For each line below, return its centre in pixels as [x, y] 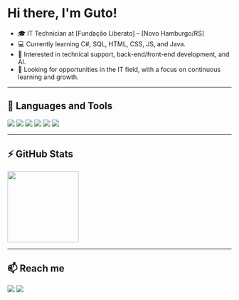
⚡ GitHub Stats [40, 154]
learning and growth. [48, 77]
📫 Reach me [36, 268]
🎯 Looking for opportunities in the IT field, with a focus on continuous [119, 69]
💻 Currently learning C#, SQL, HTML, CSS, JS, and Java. [102, 43]
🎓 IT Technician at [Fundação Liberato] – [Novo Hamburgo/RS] [111, 33]
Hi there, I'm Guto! [62, 13]
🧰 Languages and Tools [60, 106]
